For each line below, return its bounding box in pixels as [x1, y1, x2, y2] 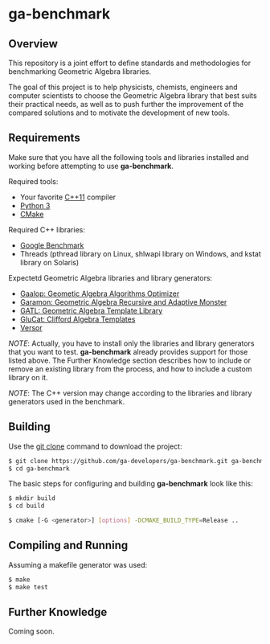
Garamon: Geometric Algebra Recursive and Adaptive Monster [19, 297, 227, 306]
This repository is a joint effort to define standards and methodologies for [8, 58, 252, 68]
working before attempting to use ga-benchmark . [8, 161, 174, 170]
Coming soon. [8, 626, 55, 636]
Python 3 [19, 200, 51, 210]
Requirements [8, 131, 80, 145]
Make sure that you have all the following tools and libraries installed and [8, 152, 249, 162]
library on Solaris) [19, 257, 80, 267]
